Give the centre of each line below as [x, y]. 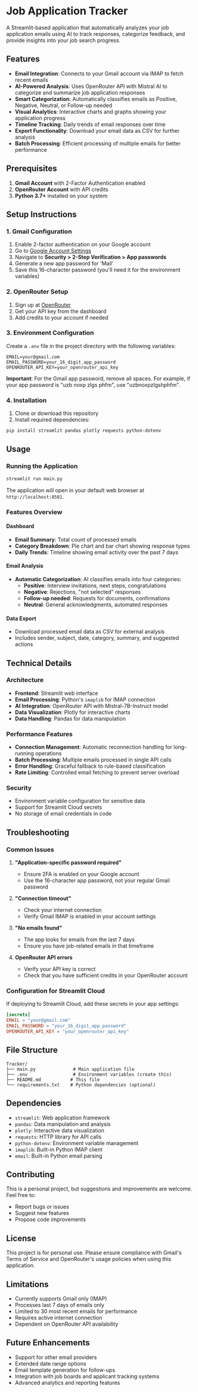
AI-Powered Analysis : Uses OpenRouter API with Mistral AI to [91, 86]
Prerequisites [32, 169]
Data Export [21, 618]
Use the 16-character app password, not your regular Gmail [97, 881]
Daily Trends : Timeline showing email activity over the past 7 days [97, 552]
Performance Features [39, 734]
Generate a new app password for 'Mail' [64, 264]
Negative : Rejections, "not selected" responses [82, 592]
